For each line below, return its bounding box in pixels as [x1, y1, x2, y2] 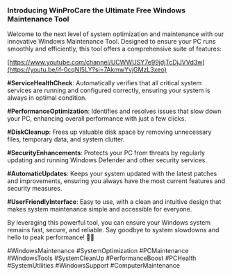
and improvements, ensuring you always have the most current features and [7, 177, 226, 185]
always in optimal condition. [7, 94, 87, 102]
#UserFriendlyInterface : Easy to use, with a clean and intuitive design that [7, 198, 222, 206]
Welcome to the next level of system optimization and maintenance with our [7, 30, 224, 38]
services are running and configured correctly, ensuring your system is [7, 86, 210, 95]
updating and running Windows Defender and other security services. [7, 156, 207, 164]
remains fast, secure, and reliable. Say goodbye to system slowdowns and [7, 226, 219, 234]
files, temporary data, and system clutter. [7, 135, 125, 144]
